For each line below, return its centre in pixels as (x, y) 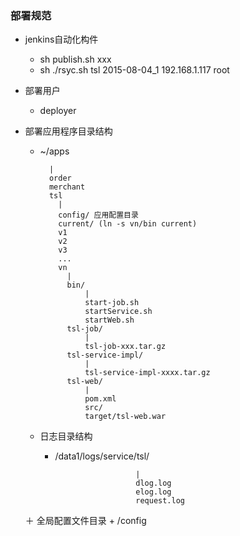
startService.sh (118, 312)
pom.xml (100, 399)
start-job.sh (112, 303)
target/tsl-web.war (125, 417)
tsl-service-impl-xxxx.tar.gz (147, 373)
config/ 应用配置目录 (98, 215)
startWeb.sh (109, 320)
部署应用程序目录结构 (68, 131)
